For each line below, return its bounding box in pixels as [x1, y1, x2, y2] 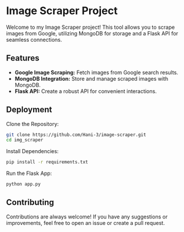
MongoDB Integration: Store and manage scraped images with [14, 75, 169, 82]
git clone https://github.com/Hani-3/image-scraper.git [6, 131, 146, 138]
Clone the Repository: [6, 120, 59, 127]
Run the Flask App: [6, 170, 52, 177]
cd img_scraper [6, 137, 44, 143]
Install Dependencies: [6, 148, 59, 155]
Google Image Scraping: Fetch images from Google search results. [14, 69, 179, 76]
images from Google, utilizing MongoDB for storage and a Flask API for [6, 29, 179, 37]
